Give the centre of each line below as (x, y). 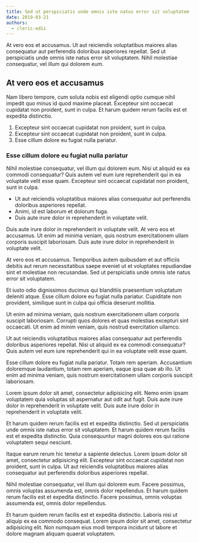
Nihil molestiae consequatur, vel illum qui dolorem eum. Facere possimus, (96, 484)
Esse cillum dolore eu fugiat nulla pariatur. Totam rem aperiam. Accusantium (99, 362)
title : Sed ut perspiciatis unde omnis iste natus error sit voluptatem (98, 12)
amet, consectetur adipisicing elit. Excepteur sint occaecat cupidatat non (95, 460)
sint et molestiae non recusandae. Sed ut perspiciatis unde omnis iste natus (98, 272)
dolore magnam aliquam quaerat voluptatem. (61, 534)
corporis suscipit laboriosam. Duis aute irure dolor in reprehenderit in (90, 242)
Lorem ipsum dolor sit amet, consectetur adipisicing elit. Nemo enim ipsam (97, 393)
